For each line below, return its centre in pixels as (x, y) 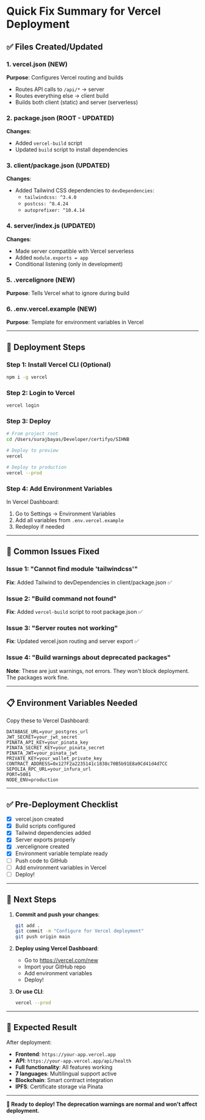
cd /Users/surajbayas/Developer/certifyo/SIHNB (68, 440)
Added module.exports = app (52, 257)
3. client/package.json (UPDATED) (58, 165)
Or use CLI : (30, 992)
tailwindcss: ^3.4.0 (50, 198)
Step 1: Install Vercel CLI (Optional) (59, 365)
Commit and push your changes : (57, 914)
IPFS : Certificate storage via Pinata (59, 1086)
